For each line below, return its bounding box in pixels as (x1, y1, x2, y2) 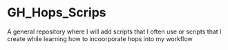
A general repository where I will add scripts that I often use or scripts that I (7, 27, 222, 36)
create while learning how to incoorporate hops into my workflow (7, 34, 193, 42)
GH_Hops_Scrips (7, 5, 106, 21)
